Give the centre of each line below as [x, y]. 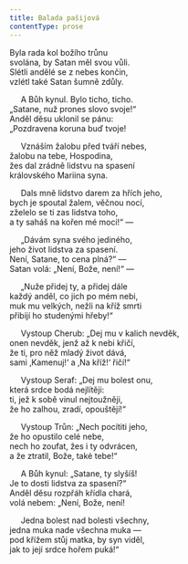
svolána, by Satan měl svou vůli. [70, 62]
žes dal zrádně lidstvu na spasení [72, 165]
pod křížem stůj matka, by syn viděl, [77, 539]
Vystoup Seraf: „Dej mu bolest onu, [87, 380]
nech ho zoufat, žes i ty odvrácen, [74, 446]
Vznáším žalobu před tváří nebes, [84, 146]
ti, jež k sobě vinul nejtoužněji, [66, 399]
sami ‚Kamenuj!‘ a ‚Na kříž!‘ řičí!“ [70, 362]
